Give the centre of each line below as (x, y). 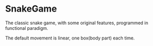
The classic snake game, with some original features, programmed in (77, 23)
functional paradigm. (27, 28)
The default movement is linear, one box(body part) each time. (70, 38)
